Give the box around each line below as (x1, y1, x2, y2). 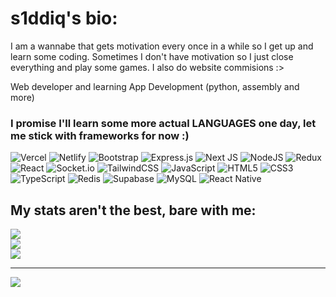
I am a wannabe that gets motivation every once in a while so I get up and (10, 40, 314, 52)
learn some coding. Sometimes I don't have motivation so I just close (10, 50, 294, 62)
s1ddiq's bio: (10, 7, 118, 30)
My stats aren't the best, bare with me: (10, 202, 257, 219)
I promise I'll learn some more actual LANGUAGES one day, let (10, 116, 317, 130)
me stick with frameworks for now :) (10, 128, 190, 142)
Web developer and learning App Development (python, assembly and (10, 80, 300, 92)
